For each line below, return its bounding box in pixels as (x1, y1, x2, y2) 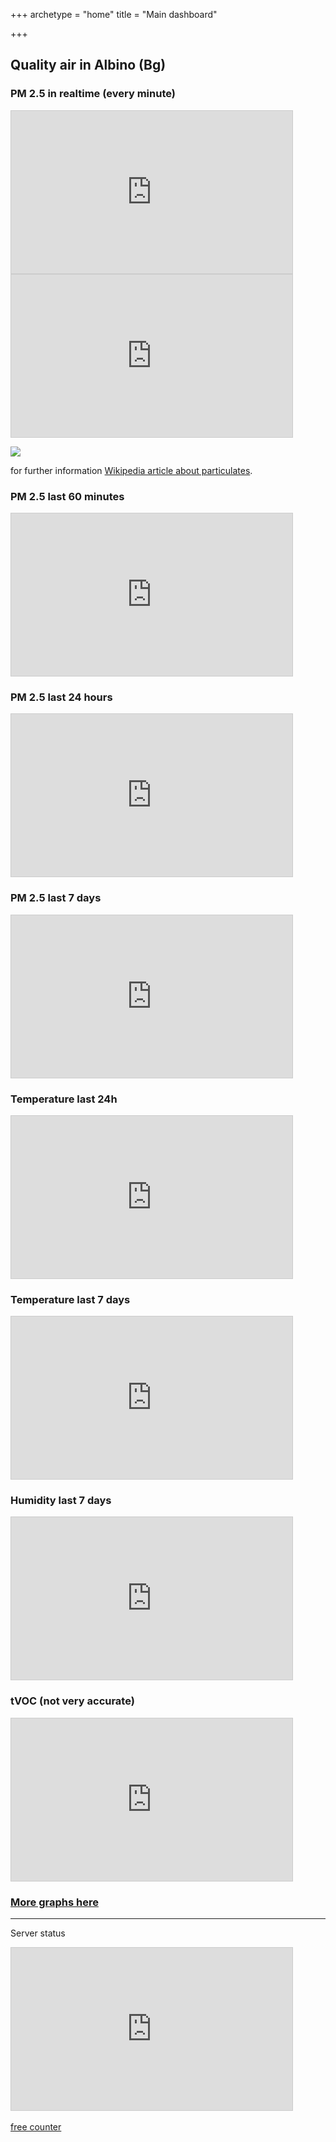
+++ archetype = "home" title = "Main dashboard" (10, 9, 218, 20)
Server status (10, 1927, 66, 1939)
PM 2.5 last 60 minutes (10, 489, 125, 503)
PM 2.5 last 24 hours (10, 690, 113, 704)
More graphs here (10, 1895, 99, 1909)
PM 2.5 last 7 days (10, 891, 102, 905)
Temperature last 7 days (10, 1292, 131, 1306)
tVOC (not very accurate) (10, 1694, 135, 1708)
